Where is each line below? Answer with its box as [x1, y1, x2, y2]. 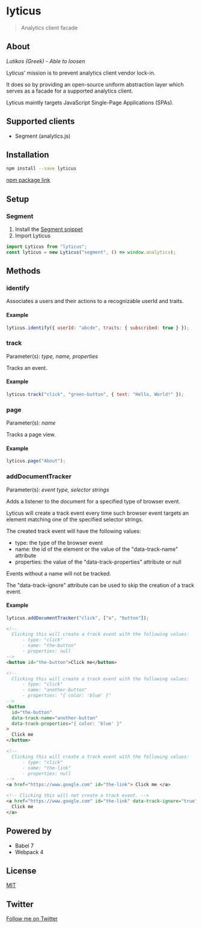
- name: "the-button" [22, 642, 77, 649]
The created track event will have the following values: [6, 527, 141, 535]
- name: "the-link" [22, 765, 71, 771]
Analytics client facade [20, 24, 78, 31]
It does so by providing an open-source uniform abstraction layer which [6, 81, 184, 88]
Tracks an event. [6, 364, 47, 371]
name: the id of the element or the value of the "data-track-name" [14, 545, 179, 553]
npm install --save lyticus [6, 165, 77, 172]
